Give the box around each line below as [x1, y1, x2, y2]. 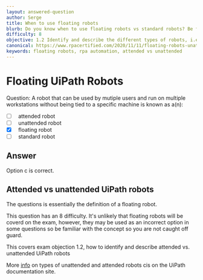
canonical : [6, 43, 34, 49]
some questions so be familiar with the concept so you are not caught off [6, 225, 188, 232]
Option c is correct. [6, 167, 54, 174]
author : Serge [6, 15, 42, 21]
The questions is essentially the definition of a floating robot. [6, 200, 157, 207]
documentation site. [6, 267, 56, 275]
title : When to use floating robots [6, 20, 98, 26]
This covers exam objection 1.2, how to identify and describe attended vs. [6, 243, 190, 250]
